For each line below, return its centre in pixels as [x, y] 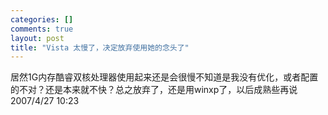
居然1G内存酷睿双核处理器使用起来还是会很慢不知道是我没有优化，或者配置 [164, 77]
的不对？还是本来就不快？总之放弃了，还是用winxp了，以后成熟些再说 [154, 90]
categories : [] [42, 19]
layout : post [37, 38]
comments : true [42, 29]
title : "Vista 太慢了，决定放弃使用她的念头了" [100, 47]
